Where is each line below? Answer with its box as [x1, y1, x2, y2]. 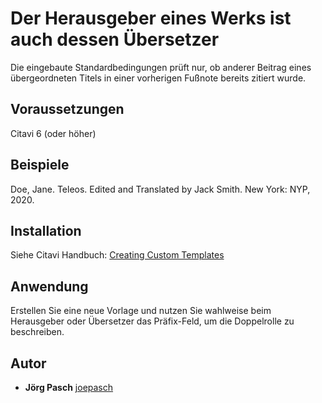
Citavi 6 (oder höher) [10, 127, 97, 139]
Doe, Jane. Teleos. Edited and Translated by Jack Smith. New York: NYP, [10, 183, 311, 195]
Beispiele [10, 157, 70, 174]
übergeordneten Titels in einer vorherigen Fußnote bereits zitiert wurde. [10, 72, 307, 84]
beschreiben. [10, 326, 65, 338]
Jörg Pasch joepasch [24, 382, 114, 393]
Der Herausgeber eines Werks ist [10, 7, 292, 30]
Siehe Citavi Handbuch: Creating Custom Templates [10, 249, 225, 261]
